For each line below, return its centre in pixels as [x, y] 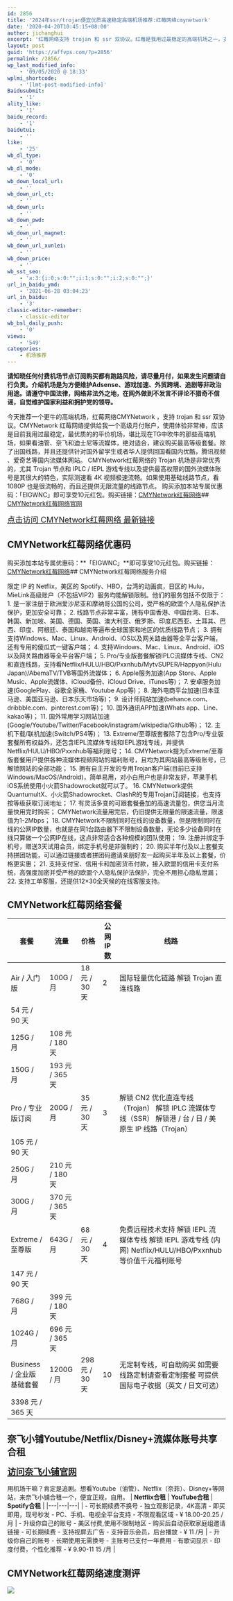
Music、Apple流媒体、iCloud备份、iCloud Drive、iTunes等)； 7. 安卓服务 [111, 681]
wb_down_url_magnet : [37, 233]
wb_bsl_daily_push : [35, 323]
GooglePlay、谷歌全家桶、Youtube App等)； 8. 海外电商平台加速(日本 [115, 690]
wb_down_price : [29, 259]
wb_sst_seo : [24, 271]
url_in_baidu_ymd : [34, 284]
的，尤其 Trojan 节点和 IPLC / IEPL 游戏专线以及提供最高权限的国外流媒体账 [114, 469]
